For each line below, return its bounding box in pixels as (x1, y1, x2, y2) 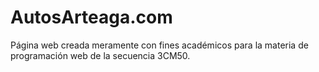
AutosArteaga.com (10, 6, 173, 29)
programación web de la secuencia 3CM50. (10, 49, 191, 61)
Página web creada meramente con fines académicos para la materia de (10, 39, 309, 51)
